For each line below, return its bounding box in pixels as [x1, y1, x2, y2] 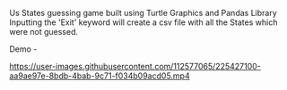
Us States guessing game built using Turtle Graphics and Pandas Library [9, 8, 278, 18]
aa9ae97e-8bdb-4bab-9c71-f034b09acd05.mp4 [9, 70, 190, 81]
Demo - [9, 44, 38, 54]
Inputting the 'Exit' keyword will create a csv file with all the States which [9, 17, 278, 28]
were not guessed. [9, 27, 79, 37]
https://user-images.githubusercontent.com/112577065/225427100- [9, 61, 262, 71]
